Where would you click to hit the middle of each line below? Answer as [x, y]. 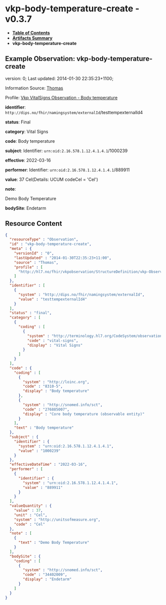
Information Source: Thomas [34, 88]
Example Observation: [40, 59]
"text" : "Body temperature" [44, 428]
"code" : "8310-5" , [43, 386]
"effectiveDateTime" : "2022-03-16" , [48, 465]
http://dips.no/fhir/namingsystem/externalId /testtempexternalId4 [74, 112]
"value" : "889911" [43, 487]
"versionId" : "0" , [34, 253]
